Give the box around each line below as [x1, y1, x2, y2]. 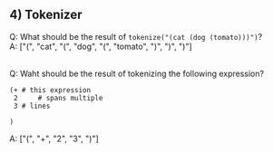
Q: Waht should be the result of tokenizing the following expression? [9, 68, 265, 79]
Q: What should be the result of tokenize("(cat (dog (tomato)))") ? [9, 31, 263, 42]
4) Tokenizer [9, 7, 83, 23]
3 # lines [13, 101, 51, 110]
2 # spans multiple [13, 93, 103, 102]
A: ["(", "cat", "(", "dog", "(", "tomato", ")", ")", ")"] [9, 41, 192, 52]
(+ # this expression [9, 85, 92, 94]
